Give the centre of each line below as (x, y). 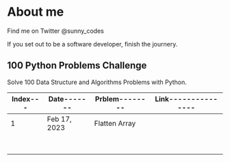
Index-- (25, 98)
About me (36, 12)
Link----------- (186, 98)
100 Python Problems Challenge (77, 66)
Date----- (67, 98)
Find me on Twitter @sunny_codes (55, 31)
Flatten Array (115, 123)
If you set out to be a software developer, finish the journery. (92, 44)
